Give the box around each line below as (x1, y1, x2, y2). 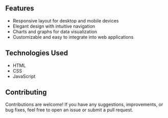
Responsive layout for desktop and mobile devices (12, 17, 119, 23)
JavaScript (12, 73, 36, 79)
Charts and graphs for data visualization (12, 28, 98, 35)
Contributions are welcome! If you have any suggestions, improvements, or (5, 102, 163, 108)
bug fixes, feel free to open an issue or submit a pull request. (5, 107, 134, 113)
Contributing (5, 88, 47, 97)
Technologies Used (5, 49, 68, 58)
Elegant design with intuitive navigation (12, 23, 95, 29)
